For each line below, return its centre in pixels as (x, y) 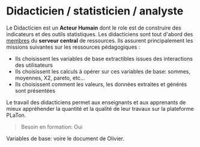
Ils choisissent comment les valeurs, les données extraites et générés (101, 84)
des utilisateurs (34, 65)
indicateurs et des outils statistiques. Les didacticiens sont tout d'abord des (100, 34)
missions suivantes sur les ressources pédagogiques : (73, 47)
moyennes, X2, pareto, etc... (50, 78)
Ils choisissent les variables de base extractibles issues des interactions (104, 58)
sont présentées (35, 90)
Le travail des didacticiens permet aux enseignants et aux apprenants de (96, 102)
